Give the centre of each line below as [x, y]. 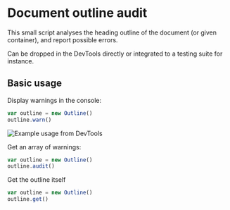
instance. [21, 61]
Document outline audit [77, 13]
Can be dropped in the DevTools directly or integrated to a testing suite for [115, 54]
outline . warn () [30, 120]
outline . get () [28, 199]
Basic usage [34, 84]
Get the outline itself [37, 180]
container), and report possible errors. [63, 39]
